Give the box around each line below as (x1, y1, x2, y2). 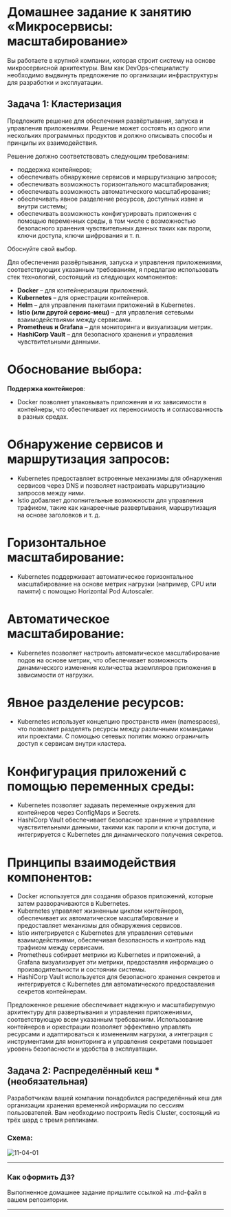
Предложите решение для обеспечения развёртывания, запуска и (7, 117, 203, 125)
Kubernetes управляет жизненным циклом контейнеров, (16, 907, 184, 915)
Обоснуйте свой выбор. (7, 244, 78, 253)
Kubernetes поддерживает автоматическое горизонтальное (16, 572, 194, 580)
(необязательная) (7, 1076, 88, 1087)
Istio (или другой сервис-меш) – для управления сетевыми (16, 308, 194, 316)
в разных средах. (16, 412, 69, 421)
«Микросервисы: (7, 19, 113, 34)
